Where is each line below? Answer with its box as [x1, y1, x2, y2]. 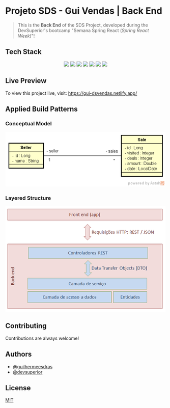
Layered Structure [5, 194, 51, 201]
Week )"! [17, 33, 35, 39]
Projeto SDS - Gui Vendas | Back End [5, 5, 162, 17]
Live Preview [5, 76, 47, 85]
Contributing [5, 321, 47, 331]
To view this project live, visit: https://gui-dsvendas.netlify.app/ [5, 90, 137, 96]
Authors [5, 350, 32, 359]
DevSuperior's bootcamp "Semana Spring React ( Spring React [17, 27, 149, 33]
